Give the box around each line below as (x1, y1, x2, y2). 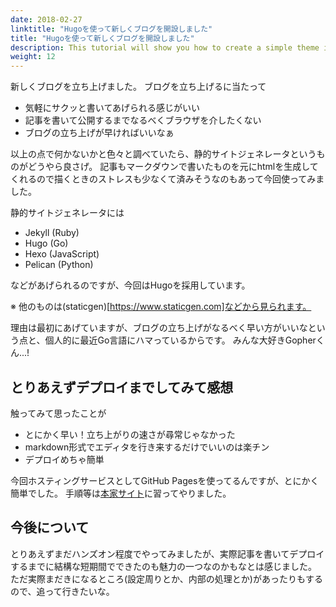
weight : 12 (10, 52, 56, 62)
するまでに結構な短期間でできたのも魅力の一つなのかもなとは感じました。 (10, 560, 317, 572)
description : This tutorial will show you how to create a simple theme (10, 42, 320, 53)
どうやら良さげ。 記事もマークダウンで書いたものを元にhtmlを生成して (27, 161, 319, 173)
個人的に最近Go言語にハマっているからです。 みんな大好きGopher (44, 334, 317, 346)
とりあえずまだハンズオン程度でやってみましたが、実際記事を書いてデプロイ (10, 547, 325, 560)
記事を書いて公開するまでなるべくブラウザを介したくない (24, 114, 262, 126)
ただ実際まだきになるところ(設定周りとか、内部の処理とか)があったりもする (10, 572, 323, 585)
